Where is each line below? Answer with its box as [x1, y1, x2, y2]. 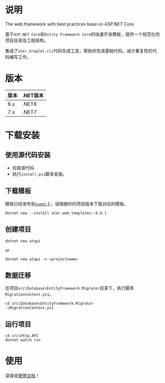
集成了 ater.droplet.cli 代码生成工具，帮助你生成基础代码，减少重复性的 [5, 48, 153, 54]
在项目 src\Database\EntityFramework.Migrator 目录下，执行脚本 [5, 285, 134, 291]
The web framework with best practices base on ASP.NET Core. [5, 21, 135, 27]
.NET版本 [22, 92, 44, 99]
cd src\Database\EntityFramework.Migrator [5, 301, 94, 306]
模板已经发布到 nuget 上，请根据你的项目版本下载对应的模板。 [5, 201, 129, 206]
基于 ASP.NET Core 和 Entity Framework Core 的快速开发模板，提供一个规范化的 [5, 31, 160, 37]
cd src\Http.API [5, 333, 38, 338]
